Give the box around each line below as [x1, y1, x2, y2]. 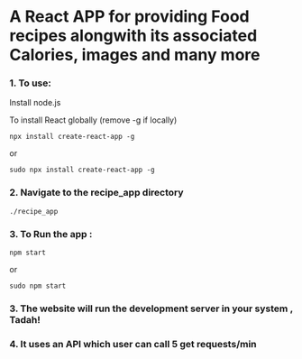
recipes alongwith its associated [9, 25, 258, 46]
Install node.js [9, 97, 61, 108]
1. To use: [9, 77, 51, 89]
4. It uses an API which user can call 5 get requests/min [9, 337, 257, 350]
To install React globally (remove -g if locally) [9, 115, 178, 125]
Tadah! [9, 314, 41, 326]
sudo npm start [9, 281, 67, 290]
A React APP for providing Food [9, 6, 250, 27]
